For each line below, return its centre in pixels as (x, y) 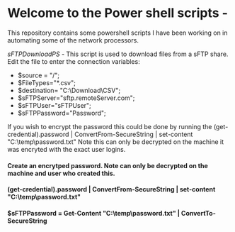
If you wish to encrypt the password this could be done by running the (110, 126)
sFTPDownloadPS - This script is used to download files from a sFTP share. (118, 54)
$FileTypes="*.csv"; (46, 82)
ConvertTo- (198, 213)
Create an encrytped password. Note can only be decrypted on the (108, 165)
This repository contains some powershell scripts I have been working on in (117, 33)
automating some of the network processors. (73, 40)
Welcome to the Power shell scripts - (118, 13)
